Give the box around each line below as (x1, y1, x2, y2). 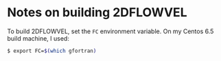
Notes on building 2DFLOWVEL (7, 5, 187, 20)
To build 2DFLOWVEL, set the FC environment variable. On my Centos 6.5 (7, 27, 214, 35)
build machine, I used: (7, 34, 70, 42)
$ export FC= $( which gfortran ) (7, 47, 97, 54)
